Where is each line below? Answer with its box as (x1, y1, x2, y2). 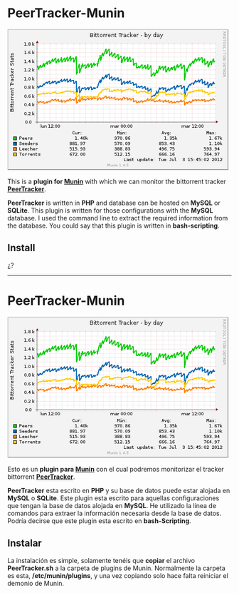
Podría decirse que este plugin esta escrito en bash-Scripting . (7, 516, 191, 525)
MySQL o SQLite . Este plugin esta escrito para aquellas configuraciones (7, 494, 220, 502)
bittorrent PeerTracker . (7, 472, 75, 481)
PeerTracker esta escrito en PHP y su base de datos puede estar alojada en (7, 486, 230, 495)
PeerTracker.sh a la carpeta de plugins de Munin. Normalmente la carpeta (7, 564, 225, 572)
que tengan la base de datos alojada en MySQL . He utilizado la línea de (7, 501, 217, 510)
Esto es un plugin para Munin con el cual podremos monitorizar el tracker (7, 465, 224, 473)
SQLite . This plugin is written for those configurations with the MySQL (7, 206, 213, 215)
